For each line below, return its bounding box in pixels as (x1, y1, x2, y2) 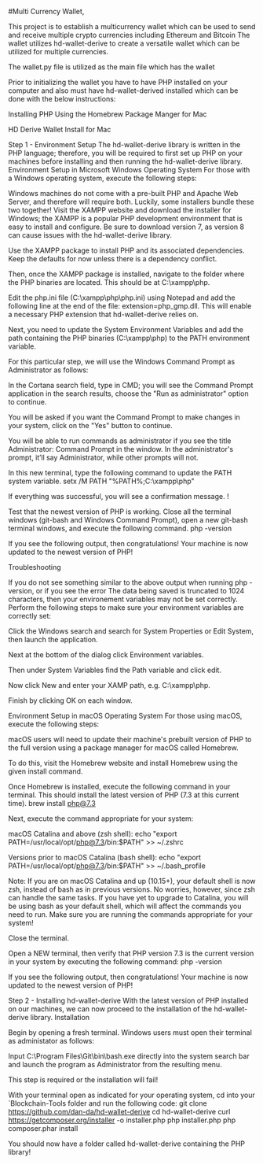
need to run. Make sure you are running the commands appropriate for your (8, 910, 253, 919)
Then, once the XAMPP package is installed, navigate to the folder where (8, 269, 245, 279)
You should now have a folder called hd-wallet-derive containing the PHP (8, 1139, 246, 1148)
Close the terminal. (8, 933, 69, 943)
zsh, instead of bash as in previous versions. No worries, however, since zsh (8, 885, 256, 894)
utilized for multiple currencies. (8, 47, 108, 56)
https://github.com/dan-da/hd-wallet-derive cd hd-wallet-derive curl (8, 1107, 231, 1116)
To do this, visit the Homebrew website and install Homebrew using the (8, 759, 238, 767)
